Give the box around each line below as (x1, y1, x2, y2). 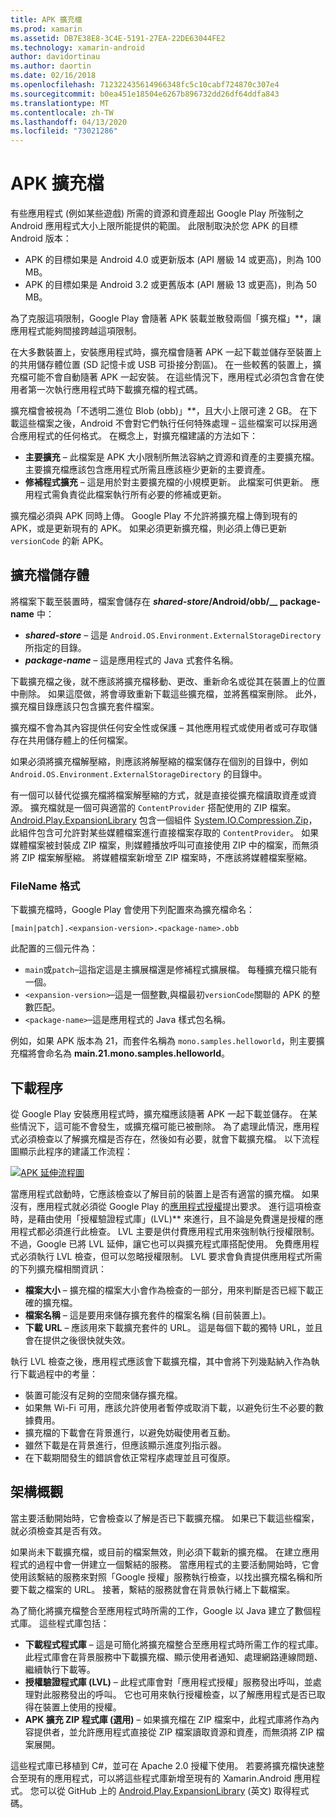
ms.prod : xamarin (10, 24, 83, 34)
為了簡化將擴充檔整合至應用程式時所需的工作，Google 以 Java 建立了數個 (10, 1604, 313, 1616)
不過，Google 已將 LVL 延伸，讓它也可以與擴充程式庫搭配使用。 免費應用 (10, 1237, 311, 1250)
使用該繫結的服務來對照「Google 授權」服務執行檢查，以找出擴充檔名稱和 (10, 1571, 315, 1583)
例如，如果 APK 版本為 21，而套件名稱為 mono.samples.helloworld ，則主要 (10, 1035, 317, 1047)
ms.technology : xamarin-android (10, 42, 145, 53)
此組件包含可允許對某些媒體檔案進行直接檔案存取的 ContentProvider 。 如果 (10, 826, 320, 838)
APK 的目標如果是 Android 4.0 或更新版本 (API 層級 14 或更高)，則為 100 (24, 254, 322, 266)
